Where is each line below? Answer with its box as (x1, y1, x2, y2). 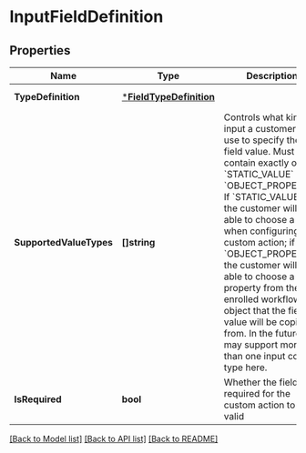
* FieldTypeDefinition (121, 91, 216, 103)
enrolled (223, 293, 260, 306)
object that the (223, 305, 286, 317)
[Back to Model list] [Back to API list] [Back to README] (9, 434, 219, 444)
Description (245, 70, 299, 82)
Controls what (223, 111, 284, 124)
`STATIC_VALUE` (223, 168, 294, 180)
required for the (223, 388, 291, 399)
